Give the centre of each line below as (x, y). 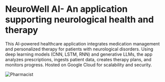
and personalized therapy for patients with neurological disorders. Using (79, 49)
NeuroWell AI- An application (66, 9)
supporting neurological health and (80, 20)
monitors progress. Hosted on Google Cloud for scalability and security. (79, 65)
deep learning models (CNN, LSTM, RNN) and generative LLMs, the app (79, 54)
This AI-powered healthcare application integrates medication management (82, 43)
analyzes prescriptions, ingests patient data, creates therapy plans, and (78, 59)
